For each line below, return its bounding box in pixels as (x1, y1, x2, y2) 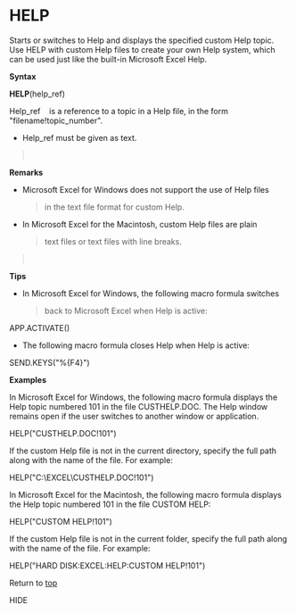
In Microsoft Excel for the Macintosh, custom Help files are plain (21, 219, 258, 229)
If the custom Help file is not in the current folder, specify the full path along (9, 533, 288, 544)
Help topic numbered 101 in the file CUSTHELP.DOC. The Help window (9, 401, 268, 411)
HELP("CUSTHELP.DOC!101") (9, 427, 118, 438)
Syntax (9, 70, 37, 81)
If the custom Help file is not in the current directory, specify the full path (9, 445, 277, 456)
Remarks (9, 167, 44, 178)
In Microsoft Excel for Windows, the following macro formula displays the (9, 392, 278, 402)
